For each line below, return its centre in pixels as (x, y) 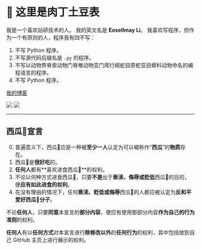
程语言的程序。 (33, 72)
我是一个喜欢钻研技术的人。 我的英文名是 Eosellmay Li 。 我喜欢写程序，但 (98, 30)
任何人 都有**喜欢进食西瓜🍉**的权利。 (61, 169)
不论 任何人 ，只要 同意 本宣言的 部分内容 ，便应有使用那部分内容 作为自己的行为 (100, 212)
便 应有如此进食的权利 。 (44, 184)
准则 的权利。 (22, 220)
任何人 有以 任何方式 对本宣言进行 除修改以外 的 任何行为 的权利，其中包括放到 (98, 232)
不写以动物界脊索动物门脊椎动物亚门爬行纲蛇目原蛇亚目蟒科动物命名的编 (104, 65)
